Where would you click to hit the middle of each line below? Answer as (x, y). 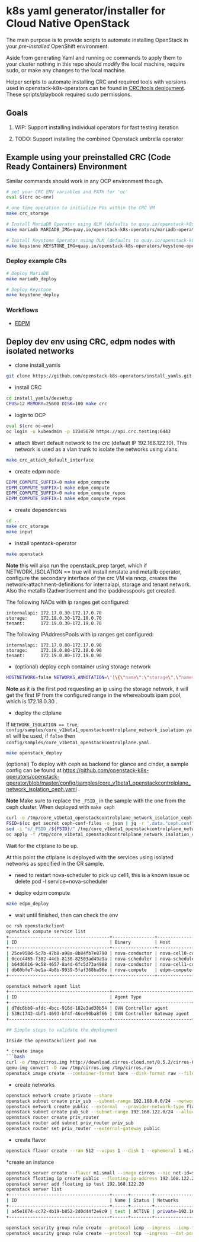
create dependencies (41, 510)
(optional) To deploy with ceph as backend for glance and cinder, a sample (97, 764)
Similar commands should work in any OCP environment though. (85, 181)
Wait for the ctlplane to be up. (42, 846)
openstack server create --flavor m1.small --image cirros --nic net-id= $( (102, 1173)
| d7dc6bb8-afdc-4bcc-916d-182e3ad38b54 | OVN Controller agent (87, 1009)
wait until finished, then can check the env (66, 915)
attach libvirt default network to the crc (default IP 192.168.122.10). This (101, 443)
